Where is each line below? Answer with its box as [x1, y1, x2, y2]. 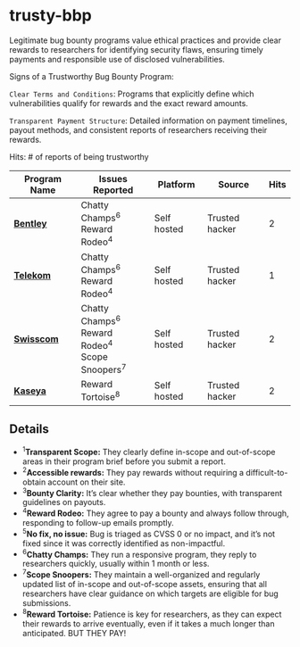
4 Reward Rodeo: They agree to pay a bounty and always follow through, [21, 506, 289, 518]
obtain [21, 477, 46, 487]
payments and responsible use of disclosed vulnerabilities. [9, 54, 225, 64]
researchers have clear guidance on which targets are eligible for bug [21, 588, 279, 599]
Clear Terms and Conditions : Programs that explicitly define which [9, 88, 254, 99]
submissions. [21, 597, 71, 608]
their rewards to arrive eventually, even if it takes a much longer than [21, 618, 275, 629]
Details [9, 421, 49, 436]
